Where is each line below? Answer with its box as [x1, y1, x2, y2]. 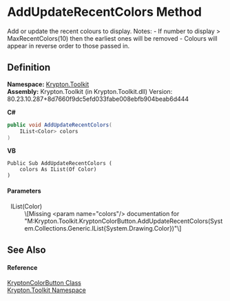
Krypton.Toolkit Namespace [7, 286, 86, 294]
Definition [7, 61, 50, 73]
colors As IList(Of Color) [19, 166, 97, 173]
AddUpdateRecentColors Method [7, 4, 202, 20]
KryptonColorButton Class [7, 279, 81, 287]
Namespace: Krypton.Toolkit [7, 80, 90, 88]
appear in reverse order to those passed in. [7, 41, 130, 50]
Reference [7, 263, 38, 271]
